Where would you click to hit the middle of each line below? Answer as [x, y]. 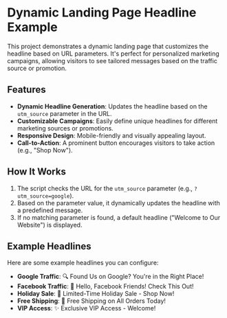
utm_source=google [43, 196]
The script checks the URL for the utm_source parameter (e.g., [105, 188]
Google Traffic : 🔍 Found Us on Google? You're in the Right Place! [110, 277]
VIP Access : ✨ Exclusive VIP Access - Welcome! [86, 308]
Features [26, 90]
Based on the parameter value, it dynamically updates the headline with [118, 203]
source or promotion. [37, 68]
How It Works [37, 172]
